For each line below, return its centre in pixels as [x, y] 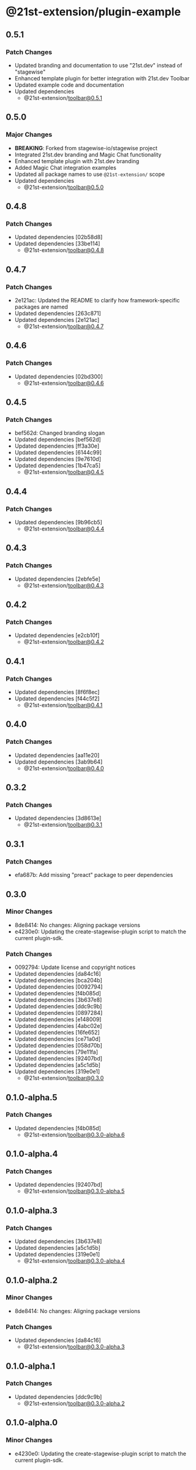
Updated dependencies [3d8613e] [58, 818]
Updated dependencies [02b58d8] [58, 237]
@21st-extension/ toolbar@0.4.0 [64, 768]
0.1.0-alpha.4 [32, 1154]
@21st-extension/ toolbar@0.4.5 [64, 472]
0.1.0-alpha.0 [32, 1422]
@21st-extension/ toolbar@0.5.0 [64, 187]
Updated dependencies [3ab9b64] [58, 762]
